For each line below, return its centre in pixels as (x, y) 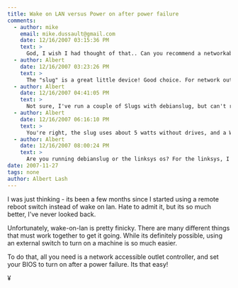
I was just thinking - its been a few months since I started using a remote (113, 199)
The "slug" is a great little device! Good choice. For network (123, 80)
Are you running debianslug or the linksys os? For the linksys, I (128, 159)
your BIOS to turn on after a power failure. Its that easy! (88, 264)
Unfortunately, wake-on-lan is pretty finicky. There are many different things (119, 228)
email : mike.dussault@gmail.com (68, 34)
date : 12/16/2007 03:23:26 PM (65, 67)
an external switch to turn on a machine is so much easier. (92, 243)
